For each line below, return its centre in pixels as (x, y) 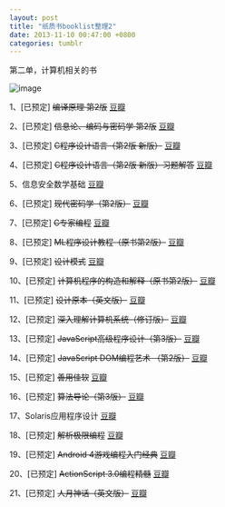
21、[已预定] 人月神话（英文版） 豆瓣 (78, 493)
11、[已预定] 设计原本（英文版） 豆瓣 (78, 300)
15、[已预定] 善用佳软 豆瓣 (59, 377)
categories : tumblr (46, 43)
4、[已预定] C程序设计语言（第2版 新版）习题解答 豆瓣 (111, 165)
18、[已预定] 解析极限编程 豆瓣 (67, 435)
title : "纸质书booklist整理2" (63, 26)
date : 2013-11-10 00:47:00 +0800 (73, 35)
